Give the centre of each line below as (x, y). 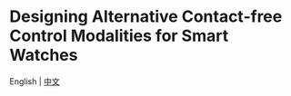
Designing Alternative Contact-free (146, 17)
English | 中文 (35, 81)
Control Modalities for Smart (119, 36)
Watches (44, 55)
